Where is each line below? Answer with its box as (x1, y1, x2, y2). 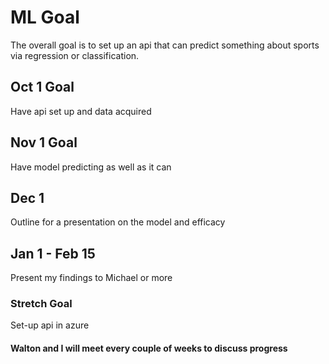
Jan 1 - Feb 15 (10, 245, 96, 262)
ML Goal (10, 6, 80, 29)
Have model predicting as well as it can (10, 161, 172, 173)
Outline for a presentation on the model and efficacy (10, 216, 226, 228)
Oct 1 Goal (10, 79, 75, 96)
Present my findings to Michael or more (10, 272, 173, 284)
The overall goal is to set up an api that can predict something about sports (10, 39, 320, 51)
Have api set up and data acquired (10, 105, 152, 117)
